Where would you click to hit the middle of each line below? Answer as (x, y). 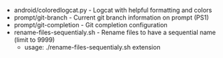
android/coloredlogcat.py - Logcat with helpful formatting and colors (113, 10)
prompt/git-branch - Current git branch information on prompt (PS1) (111, 17)
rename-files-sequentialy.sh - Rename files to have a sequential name (115, 32)
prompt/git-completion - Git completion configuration (91, 25)
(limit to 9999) (34, 40)
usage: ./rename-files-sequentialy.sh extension (92, 47)
